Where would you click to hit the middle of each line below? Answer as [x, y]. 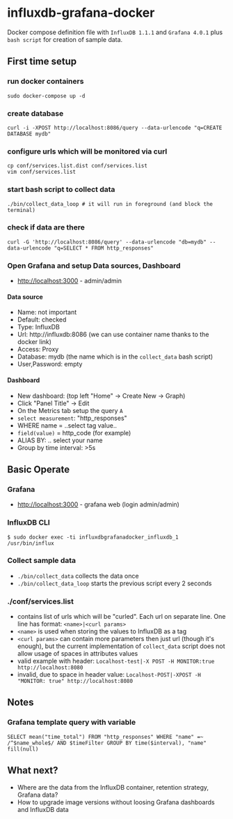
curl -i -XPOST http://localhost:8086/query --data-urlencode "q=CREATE [115, 128]
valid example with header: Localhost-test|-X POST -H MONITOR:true [116, 661]
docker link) [34, 342]
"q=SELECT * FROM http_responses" [104, 248]
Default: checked [42, 320]
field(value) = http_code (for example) [74, 433]
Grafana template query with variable [72, 722]
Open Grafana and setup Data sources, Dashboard [94, 265]
